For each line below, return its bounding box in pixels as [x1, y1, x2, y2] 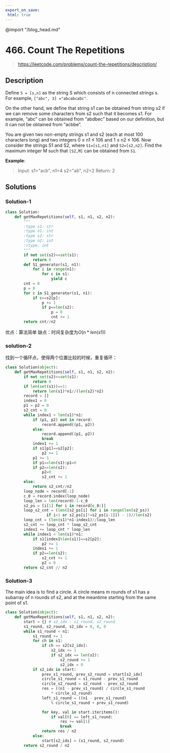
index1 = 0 [23, 398, 47, 403]
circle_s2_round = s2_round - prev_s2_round [41, 681, 138, 686]
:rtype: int [23, 243, 50, 248]
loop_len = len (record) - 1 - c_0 [23, 498, 88, 503]
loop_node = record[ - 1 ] [23, 488, 74, 494]
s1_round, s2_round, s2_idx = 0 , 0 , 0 [23, 624, 106, 629]
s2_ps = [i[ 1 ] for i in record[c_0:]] [23, 503, 106, 508]
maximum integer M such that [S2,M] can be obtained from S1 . [5, 148, 137, 154]
